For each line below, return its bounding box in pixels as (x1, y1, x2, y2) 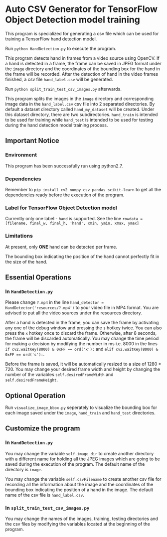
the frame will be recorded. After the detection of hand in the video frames (5, 71, 159, 77)
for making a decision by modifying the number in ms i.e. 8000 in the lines (5, 341, 158, 347)
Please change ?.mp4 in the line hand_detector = (5, 299, 104, 305)
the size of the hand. (5, 259, 47, 265)
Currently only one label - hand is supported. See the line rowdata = (5, 216, 143, 222)
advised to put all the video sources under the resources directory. (5, 310, 142, 316)
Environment (5, 151, 37, 158)
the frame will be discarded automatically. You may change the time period (5, 335, 159, 342)
